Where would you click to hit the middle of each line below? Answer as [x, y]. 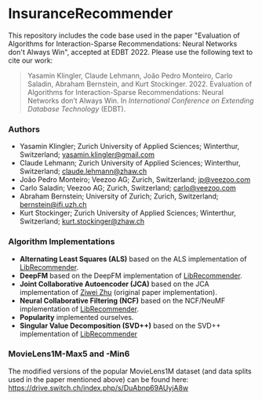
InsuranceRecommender [91, 14]
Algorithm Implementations [62, 242]
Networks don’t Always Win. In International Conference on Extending [140, 100]
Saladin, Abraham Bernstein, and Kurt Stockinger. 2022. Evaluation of [140, 84]
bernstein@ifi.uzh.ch [53, 205]
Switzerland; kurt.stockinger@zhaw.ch [82, 221]
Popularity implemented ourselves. [76, 317]
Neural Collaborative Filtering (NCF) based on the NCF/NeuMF [122, 300]
